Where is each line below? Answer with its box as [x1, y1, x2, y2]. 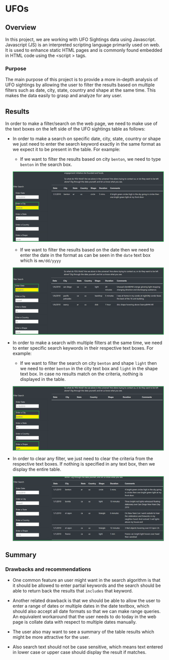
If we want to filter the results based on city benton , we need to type [20, 156, 161, 162]
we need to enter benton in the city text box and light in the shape [20, 366, 158, 372]
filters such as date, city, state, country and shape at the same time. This [5, 87, 156, 93]
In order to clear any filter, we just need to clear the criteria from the [12, 455, 153, 461]
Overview [5, 23, 37, 32]
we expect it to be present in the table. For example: [12, 147, 121, 153]
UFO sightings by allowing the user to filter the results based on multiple [5, 82, 155, 88]
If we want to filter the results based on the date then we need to [20, 247, 154, 253]
